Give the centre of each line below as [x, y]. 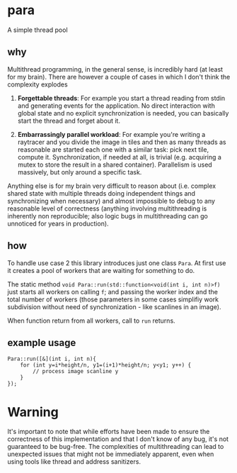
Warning [33, 412]
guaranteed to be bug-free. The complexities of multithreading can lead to [116, 447]
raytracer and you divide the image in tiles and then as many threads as [122, 142]
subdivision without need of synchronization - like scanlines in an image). [114, 306]
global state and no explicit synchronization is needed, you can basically [123, 113]
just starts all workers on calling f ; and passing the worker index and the [112, 291]
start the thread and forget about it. [69, 121]
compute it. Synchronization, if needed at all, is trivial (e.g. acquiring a [119, 157]
